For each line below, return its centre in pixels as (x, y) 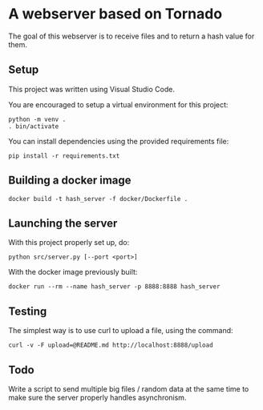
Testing (28, 311)
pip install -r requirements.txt (64, 156)
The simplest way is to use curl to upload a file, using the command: (121, 331)
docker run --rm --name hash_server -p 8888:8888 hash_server (114, 287)
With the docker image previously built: (73, 272)
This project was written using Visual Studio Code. (91, 89)
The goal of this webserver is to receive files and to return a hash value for (131, 36)
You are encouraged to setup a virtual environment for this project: (118, 104)
